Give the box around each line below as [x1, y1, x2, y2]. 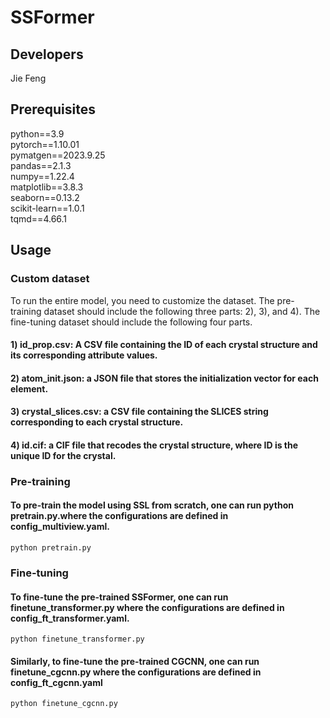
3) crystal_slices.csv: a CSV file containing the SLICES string [10, 406, 269, 418]
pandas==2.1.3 [10, 159, 72, 171]
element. [10, 382, 49, 395]
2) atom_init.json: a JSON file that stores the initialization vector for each [10, 372, 319, 384]
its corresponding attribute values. [10, 349, 158, 361]
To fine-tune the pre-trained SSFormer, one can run [10, 591, 229, 603]
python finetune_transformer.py [10, 634, 145, 645]
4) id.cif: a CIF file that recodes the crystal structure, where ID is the [10, 439, 299, 451]
